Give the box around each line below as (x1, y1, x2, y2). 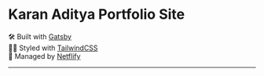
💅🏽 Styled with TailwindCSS (8, 43, 98, 52)
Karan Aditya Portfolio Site (8, 5, 185, 24)
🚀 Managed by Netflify (8, 51, 81, 60)
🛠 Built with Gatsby (8, 31, 72, 41)
